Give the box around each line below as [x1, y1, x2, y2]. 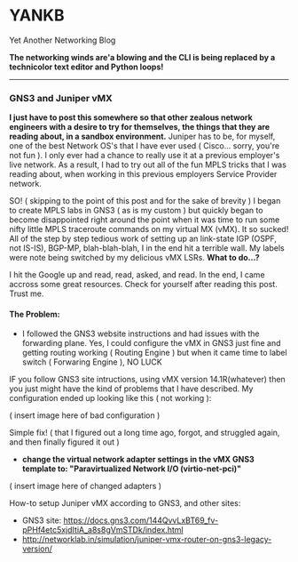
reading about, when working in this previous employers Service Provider [9, 169, 278, 180]
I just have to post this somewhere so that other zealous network [9, 112, 253, 123]
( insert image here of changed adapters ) [9, 481, 162, 492]
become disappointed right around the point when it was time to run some [9, 214, 280, 225]
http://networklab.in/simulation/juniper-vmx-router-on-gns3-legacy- [21, 534, 272, 545]
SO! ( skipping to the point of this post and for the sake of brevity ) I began [9, 196, 281, 206]
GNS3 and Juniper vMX [9, 92, 113, 104]
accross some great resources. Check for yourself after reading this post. [9, 279, 278, 290]
